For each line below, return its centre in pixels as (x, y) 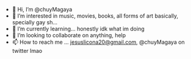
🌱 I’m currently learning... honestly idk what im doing (78, 29)
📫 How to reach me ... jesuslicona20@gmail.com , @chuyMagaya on (98, 42)
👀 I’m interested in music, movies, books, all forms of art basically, (95, 16)
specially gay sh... (35, 22)
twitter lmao (27, 51)
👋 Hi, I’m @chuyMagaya (42, 9)
